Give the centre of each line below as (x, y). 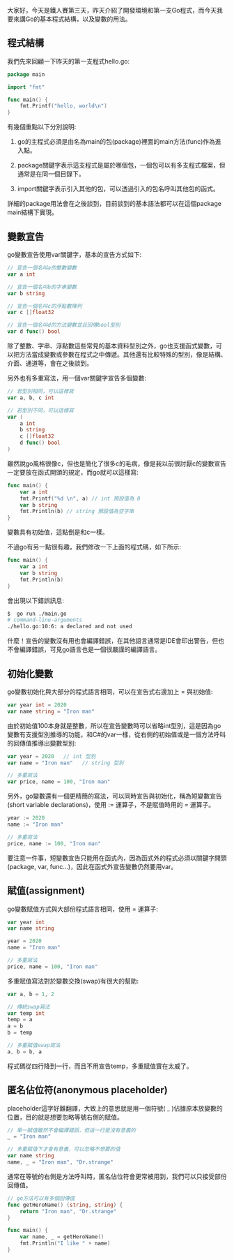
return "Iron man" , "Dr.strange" (68, 1211)
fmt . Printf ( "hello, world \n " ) (64, 106)
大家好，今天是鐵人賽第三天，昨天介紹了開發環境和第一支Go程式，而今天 (112, 10)
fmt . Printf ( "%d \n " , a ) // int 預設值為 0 (80, 498)
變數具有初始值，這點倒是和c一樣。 (58, 532)
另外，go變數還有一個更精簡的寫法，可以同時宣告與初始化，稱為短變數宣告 (115, 796)
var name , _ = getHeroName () (62, 1237)
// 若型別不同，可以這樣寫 (41, 410)
